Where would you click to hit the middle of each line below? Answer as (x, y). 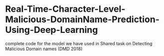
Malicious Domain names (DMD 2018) (44, 49)
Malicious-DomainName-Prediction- (82, 19)
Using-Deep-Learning (52, 30)
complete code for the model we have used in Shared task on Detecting (79, 43)
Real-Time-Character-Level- (65, 9)
